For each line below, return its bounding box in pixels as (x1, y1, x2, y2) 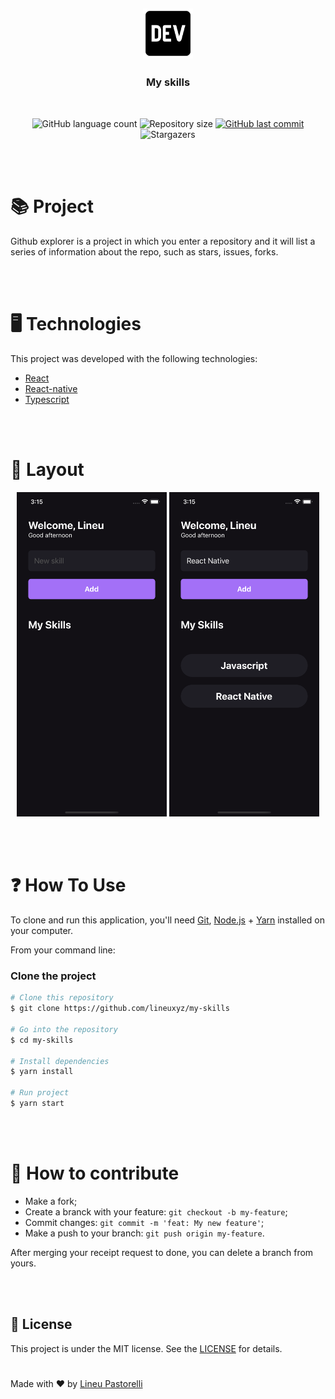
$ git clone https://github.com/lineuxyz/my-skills (10, 1004, 230, 1014)
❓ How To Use (10, 874, 127, 897)
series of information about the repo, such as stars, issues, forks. (10, 245, 279, 258)
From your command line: (10, 944, 116, 956)
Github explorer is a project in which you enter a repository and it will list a (10, 235, 316, 247)
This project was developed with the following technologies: (10, 352, 258, 364)
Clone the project (10, 969, 97, 983)
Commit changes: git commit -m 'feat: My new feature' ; (24, 1216, 265, 1228)
